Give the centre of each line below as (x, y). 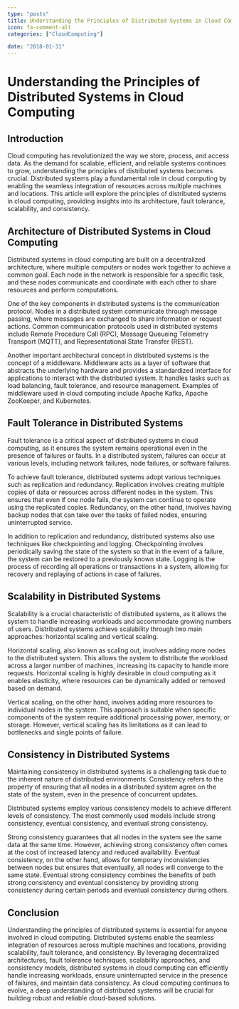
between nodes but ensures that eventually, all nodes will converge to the (115, 868)
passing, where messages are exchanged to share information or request (115, 319)
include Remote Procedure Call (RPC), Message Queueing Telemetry (108, 334)
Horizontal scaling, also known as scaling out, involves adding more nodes (117, 650)
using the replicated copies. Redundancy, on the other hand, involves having (119, 507)
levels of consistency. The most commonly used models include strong (111, 816)
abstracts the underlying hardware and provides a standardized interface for (119, 370)
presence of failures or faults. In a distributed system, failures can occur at (117, 455)
